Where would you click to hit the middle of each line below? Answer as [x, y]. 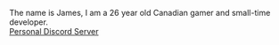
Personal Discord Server [54, 31]
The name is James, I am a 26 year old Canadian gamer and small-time [140, 13]
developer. [29, 22]
